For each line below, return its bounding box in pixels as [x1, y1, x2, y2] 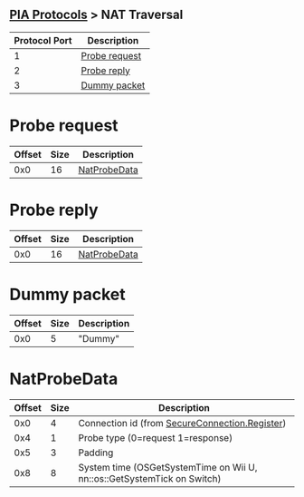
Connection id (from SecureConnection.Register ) [78, 416, 287, 429]
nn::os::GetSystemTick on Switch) [78, 472, 222, 484]
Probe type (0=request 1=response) [78, 431, 233, 443]
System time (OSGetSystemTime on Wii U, [78, 461, 258, 473]
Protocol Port [14, 34, 72, 46]
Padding [78, 446, 114, 459]
